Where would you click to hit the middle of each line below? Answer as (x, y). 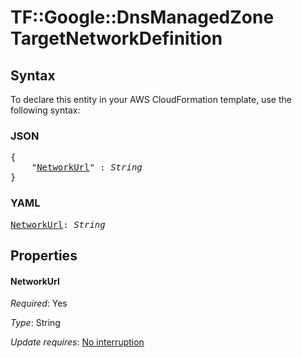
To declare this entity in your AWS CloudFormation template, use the (151, 99)
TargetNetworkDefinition (116, 38)
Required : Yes (39, 303)
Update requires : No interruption (77, 342)
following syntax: (45, 110)
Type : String (35, 323)
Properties (44, 255)
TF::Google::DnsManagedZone (142, 17)
